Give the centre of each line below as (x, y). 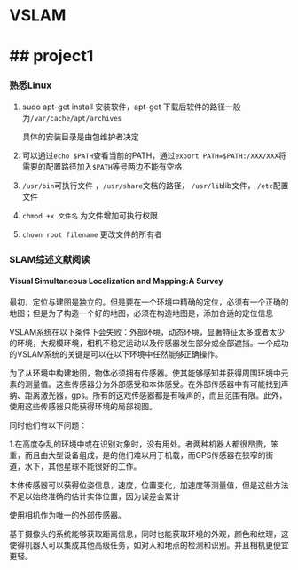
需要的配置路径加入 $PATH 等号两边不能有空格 (102, 166)
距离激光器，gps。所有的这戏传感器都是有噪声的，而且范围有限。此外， (156, 395)
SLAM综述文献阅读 (50, 259)
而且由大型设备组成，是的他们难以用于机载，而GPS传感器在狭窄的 (145, 455)
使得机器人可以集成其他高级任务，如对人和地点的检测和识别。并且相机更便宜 (149, 545)
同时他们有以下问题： (48, 425)
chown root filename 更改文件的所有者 (92, 234)
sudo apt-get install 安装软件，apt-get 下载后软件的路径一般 (131, 107)
